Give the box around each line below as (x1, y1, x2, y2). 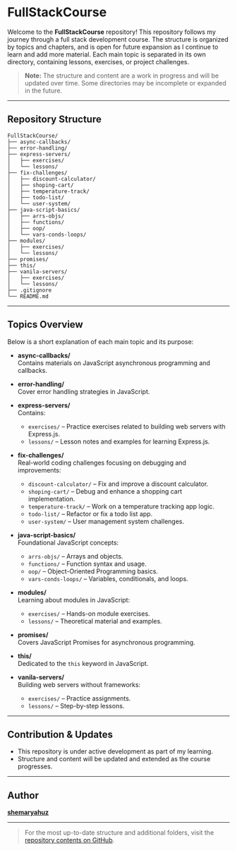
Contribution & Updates (7, 728, 114, 740)
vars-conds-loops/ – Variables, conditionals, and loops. (28, 574, 188, 583)
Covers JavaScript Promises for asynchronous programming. (17, 638, 195, 646)
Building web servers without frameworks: (17, 680, 141, 689)
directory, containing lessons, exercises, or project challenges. (7, 57, 189, 66)
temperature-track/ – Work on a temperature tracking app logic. (28, 502, 215, 511)
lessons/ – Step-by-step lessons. (28, 701, 125, 710)
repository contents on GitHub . (24, 836, 115, 845)
